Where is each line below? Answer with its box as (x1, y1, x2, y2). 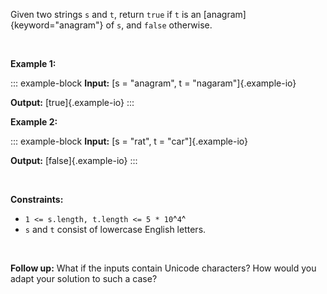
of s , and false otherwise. (105, 19, 213, 31)
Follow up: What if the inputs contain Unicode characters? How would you (10, 262, 317, 274)
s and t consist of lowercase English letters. (24, 224, 207, 235)
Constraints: (10, 194, 64, 205)
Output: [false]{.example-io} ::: (10, 155, 138, 166)
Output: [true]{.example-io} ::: (10, 97, 135, 108)
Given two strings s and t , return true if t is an (10, 9, 202, 20)
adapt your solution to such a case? (10, 273, 158, 284)
